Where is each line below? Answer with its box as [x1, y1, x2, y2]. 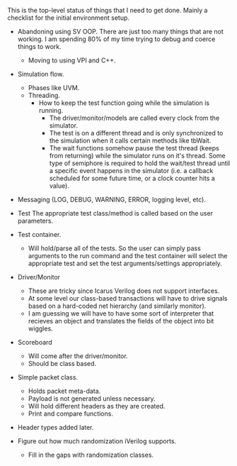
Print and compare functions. [28, 409, 113, 418]
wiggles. [28, 324, 53, 333]
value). [49, 182, 69, 190]
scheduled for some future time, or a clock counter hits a [49, 174, 216, 182]
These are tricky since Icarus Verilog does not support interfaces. [28, 287, 220, 295]
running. [38, 106, 64, 114]
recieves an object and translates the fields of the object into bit [28, 317, 214, 325]
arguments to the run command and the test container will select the [28, 252, 228, 260]
